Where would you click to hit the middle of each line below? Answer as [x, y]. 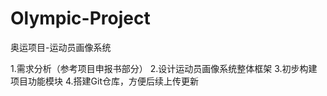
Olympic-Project [80, 18]
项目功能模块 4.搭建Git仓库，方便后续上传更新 [104, 81]
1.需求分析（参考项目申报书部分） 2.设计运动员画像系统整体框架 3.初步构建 [164, 68]
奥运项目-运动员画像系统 [61, 47]
